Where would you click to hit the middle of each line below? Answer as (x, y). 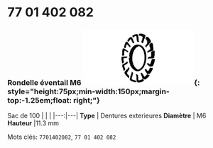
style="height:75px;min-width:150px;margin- (89, 91)
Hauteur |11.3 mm (33, 123)
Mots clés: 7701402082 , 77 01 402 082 (62, 137)
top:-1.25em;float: (40, 101)
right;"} (87, 101)
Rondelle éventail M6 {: (104, 83)
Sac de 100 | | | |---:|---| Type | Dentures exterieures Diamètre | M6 (107, 116)
